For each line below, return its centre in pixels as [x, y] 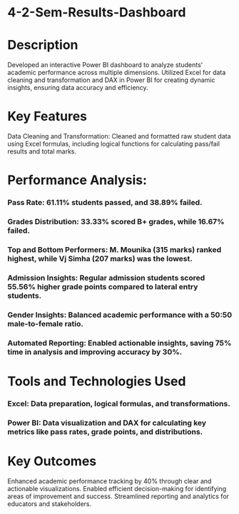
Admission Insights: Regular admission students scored [106, 278]
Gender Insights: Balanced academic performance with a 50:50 [120, 315]
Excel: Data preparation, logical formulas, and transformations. [119, 403]
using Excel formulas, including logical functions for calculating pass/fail [113, 144]
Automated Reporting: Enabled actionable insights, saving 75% [119, 343]
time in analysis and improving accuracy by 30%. [95, 352]
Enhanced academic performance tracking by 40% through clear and [110, 481]
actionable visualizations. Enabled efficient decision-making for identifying [117, 488]
